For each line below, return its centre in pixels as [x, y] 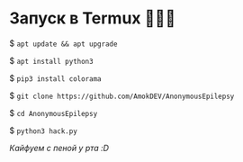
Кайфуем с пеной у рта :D [59, 148]
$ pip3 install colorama [55, 78]
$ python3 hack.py [44, 130]
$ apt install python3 [51, 60]
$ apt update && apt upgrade [63, 43]
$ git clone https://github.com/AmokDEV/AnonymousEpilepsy [122, 95]
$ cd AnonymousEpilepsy [54, 112]
